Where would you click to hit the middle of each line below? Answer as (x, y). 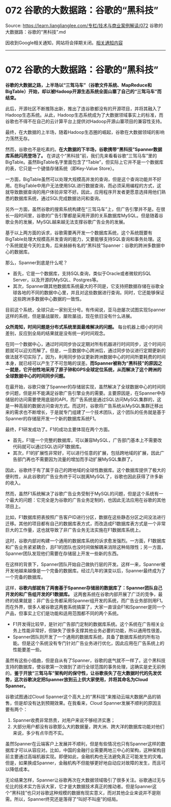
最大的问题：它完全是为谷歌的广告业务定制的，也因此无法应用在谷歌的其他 (88, 500)
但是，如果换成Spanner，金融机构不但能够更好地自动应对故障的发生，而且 (83, 763)
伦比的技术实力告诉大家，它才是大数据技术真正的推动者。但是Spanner (79, 786)
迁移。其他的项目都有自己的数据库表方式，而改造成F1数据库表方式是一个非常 (85, 523)
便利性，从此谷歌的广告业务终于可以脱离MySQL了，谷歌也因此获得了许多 (82, 476)
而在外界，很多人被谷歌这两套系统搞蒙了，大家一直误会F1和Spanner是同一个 (85, 607)
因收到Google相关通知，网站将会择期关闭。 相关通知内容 (64, 43)
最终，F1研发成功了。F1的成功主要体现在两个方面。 (59, 429)
